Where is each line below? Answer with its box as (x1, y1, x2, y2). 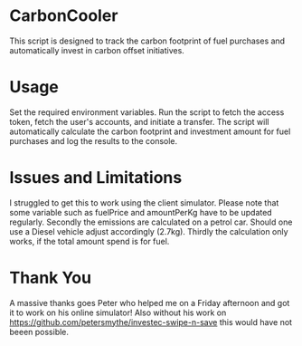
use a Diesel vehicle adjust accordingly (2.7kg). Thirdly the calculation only (9, 226, 288, 236)
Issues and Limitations (9, 168, 183, 188)
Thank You (9, 268, 92, 288)
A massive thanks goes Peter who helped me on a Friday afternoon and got (9, 297, 290, 308)
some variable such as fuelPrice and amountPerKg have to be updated (9, 207, 273, 217)
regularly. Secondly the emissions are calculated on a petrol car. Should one (9, 216, 293, 227)
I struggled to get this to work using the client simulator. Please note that (9, 197, 279, 208)
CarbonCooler (9, 5, 118, 26)
